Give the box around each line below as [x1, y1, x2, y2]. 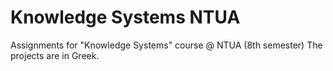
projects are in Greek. [10, 49, 100, 61]
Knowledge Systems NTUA [10, 6, 241, 29]
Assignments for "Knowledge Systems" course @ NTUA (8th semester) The [10, 39, 323, 51]
